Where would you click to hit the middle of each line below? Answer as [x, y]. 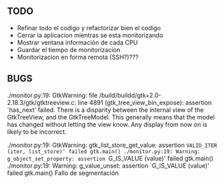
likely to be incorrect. [37, 131]
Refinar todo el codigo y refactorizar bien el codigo [89, 27]
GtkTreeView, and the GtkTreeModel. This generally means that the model [111, 117]
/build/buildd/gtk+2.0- [130, 95]
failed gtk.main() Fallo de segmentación [63, 173]
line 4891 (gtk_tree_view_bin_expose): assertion [145, 102]
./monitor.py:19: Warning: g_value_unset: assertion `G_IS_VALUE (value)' [109, 165]
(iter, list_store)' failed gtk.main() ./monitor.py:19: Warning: [104, 151]
